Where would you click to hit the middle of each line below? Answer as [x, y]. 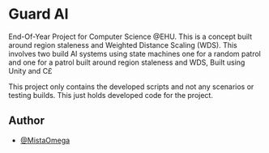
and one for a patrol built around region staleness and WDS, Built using [127, 62]
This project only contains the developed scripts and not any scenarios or [131, 87]
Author [26, 121]
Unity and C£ [30, 70]
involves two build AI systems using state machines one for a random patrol [134, 53]
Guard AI [38, 14]
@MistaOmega [45, 140]
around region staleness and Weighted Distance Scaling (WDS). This [123, 45]
